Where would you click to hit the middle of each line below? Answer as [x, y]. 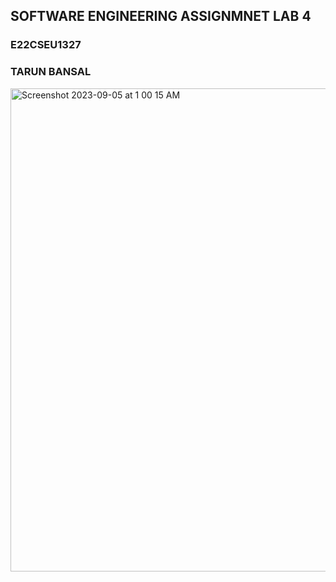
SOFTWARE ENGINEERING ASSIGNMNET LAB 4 [161, 16]
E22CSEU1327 [46, 45]
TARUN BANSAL [51, 72]
